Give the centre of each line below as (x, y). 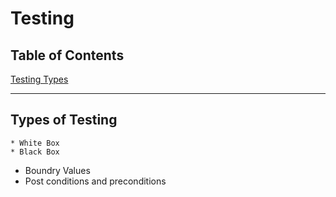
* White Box (35, 143)
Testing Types (39, 79)
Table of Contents (67, 55)
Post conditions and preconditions (95, 181)
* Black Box (35, 152)
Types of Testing (64, 120)
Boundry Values (57, 170)
